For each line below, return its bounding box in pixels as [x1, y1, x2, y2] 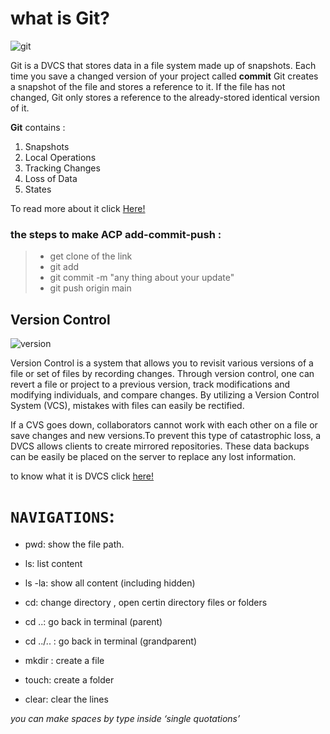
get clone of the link [49, 250, 133, 262]
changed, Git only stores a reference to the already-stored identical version [10, 91, 320, 103]
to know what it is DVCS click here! [10, 470, 155, 482]
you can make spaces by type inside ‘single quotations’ [10, 712, 241, 724]
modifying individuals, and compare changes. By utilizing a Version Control [10, 389, 320, 401]
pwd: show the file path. [24, 538, 125, 550]
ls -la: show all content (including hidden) [24, 577, 196, 589]
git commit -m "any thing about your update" [49, 272, 235, 284]
